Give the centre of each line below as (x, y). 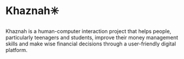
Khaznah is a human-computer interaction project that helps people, (88, 31)
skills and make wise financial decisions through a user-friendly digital (91, 44)
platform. (17, 50)
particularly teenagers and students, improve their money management (92, 37)
